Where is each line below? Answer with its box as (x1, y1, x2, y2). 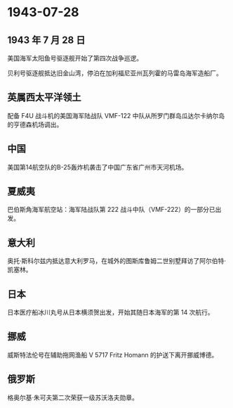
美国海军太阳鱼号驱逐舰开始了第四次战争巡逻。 (7, 54, 142, 62)
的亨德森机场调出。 (7, 120, 63, 129)
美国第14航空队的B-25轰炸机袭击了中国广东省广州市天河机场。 (7, 162, 188, 171)
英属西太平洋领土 (7, 91, 81, 103)
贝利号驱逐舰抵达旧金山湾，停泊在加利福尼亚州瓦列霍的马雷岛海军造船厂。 (7, 69, 222, 77)
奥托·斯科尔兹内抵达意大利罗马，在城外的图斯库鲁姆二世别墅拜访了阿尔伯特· (7, 257, 227, 265)
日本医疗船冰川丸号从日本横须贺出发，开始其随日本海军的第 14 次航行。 (7, 308, 214, 317)
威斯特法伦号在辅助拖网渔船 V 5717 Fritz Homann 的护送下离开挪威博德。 (7, 350, 218, 359)
